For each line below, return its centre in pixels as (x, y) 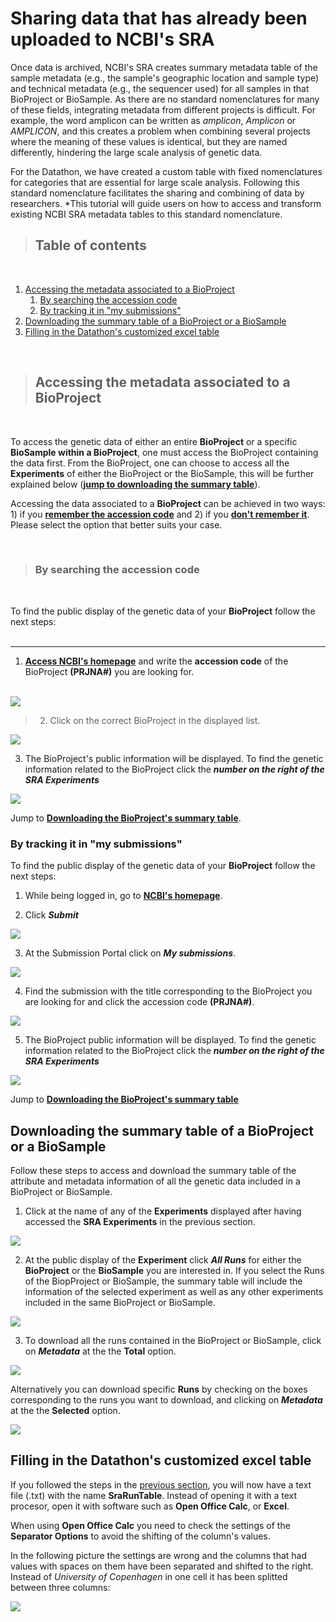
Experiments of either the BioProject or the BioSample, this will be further (162, 473)
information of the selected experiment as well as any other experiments (174, 1291)
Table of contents (90, 245)
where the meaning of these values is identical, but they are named (149, 141)
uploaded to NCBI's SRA (112, 39)
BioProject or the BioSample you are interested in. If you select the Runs (174, 1270)
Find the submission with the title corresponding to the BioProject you (168, 991)
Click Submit (51, 915)
